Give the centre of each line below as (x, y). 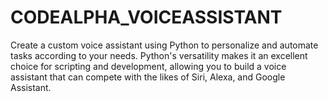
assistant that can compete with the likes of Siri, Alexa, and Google (148, 77)
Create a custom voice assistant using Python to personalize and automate (164, 45)
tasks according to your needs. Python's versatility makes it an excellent (159, 55)
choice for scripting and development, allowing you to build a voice (148, 66)
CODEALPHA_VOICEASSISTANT (146, 17)
